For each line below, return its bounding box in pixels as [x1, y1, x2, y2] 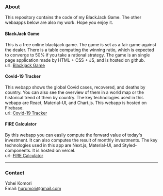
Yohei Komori [5, 180, 32, 186]
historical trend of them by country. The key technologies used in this [5, 94, 144, 100]
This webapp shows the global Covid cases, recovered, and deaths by [5, 84, 146, 90]
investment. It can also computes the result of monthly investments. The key [5, 137, 158, 143]
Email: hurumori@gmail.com [5, 186, 62, 192]
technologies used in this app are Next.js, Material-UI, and [5, 142, 121, 148]
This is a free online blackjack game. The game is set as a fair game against [5, 41, 157, 47]
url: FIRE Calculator [5, 152, 44, 159]
